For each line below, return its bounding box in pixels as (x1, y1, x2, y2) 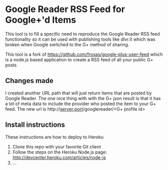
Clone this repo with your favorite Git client (12, 143, 101, 149)
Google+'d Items (5, 14, 76, 26)
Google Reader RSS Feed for (5, 4, 125, 15)
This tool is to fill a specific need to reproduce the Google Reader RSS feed (5, 31, 160, 37)
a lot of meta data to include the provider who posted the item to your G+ (5, 101, 156, 107)
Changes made (5, 76, 54, 85)
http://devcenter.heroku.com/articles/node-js (12, 154, 106, 160)
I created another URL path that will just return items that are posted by (5, 90, 152, 96)
